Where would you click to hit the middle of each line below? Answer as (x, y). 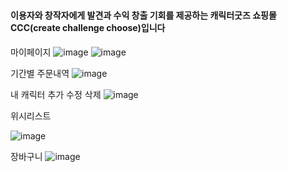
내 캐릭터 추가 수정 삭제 (56, 94)
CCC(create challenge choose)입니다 (88, 28)
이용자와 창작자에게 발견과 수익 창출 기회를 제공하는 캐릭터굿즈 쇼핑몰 (143, 15)
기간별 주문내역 (40, 73)
